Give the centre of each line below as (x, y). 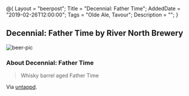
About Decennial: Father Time (50, 62)
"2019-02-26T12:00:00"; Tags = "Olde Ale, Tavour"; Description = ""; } (92, 15)
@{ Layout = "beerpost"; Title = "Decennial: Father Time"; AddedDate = (93, 9)
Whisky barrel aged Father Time (60, 75)
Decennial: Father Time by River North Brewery (95, 33)
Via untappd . (22, 87)
